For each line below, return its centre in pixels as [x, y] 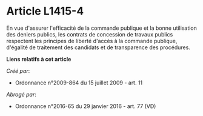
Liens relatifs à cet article [39, 59]
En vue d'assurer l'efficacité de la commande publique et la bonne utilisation [101, 28]
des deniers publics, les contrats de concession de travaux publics [90, 34]
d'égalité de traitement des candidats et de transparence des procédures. [98, 47]
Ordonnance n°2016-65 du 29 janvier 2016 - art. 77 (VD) [85, 106]
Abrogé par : [21, 94]
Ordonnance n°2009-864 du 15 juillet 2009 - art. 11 [79, 83]
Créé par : [18, 70]
